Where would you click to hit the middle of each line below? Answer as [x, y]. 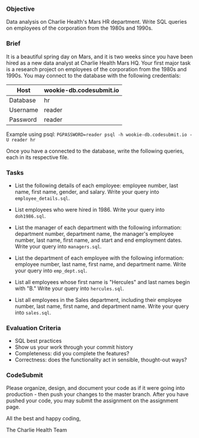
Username [24, 110]
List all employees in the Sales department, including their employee [98, 300]
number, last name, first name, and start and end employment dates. [98, 240]
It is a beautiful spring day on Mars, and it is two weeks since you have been [99, 56]
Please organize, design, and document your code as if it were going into [96, 388]
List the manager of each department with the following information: [98, 227]
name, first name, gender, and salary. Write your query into [87, 191]
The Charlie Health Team [37, 430]
